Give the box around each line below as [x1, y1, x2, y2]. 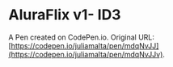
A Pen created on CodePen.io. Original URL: [8, 32, 155, 42]
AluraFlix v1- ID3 [8, 6, 121, 24]
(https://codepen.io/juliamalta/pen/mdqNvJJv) [8, 49, 163, 59]
